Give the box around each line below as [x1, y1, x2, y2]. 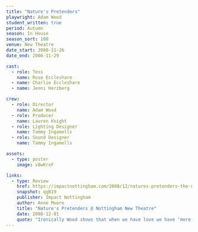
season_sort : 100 [6, 36, 49, 42]
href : [16, 183, 31, 189]
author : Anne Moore [16, 200, 65, 206]
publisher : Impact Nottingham [16, 195, 91, 201]
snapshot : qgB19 [16, 189, 57, 195]
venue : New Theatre [6, 42, 54, 48]
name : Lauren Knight [16, 118, 67, 124]
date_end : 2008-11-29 [6, 53, 60, 59]
